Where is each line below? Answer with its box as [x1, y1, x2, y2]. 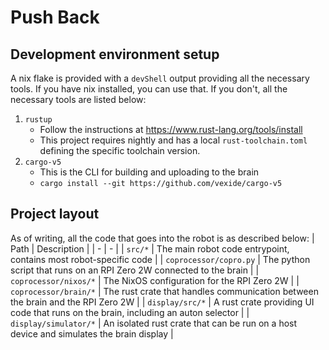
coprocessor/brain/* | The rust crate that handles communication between [10, 285, 319, 297]
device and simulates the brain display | [10, 327, 174, 340]
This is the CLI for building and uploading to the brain [39, 166, 260, 178]
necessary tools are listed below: [10, 94, 147, 105]
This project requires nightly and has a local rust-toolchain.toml [39, 134, 308, 146]
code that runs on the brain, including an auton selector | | [10, 306, 250, 318]
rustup [24, 115, 53, 125]
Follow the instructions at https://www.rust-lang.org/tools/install [39, 124, 303, 135]
